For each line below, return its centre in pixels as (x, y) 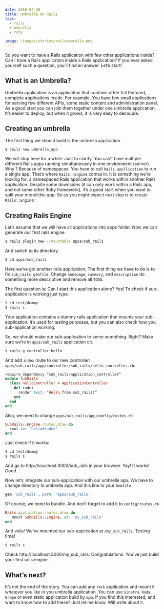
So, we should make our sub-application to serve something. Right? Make (79, 336)
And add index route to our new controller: (48, 360)
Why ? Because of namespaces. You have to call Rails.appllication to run (81, 169)
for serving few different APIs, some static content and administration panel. (82, 103)
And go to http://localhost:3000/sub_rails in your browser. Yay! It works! (77, 465)
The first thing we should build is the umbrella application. (63, 140)
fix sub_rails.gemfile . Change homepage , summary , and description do (75, 274)
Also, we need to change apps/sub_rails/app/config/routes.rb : (70, 415)
